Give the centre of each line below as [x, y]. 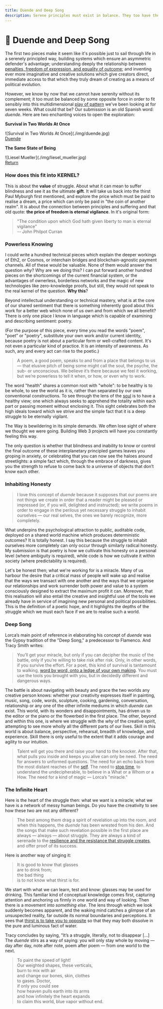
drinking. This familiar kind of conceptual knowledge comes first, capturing [80, 895]
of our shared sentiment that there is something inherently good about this [79, 306]
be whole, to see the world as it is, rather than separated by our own [73, 391]
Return [12, 162]
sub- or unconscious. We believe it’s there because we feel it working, [87, 371]
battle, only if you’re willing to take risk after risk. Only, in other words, [87, 660]
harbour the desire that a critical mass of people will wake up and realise [78, 576]
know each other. [22, 471]
